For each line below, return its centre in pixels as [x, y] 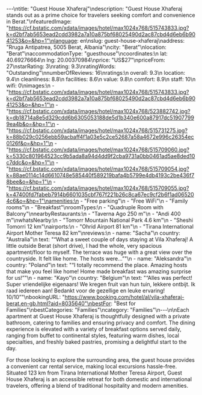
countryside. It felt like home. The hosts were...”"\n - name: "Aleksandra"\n [99, 258]
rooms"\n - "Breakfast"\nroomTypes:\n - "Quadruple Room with [85, 207]
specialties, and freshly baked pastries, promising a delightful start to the [97, 342]
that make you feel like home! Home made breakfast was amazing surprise [99, 271]
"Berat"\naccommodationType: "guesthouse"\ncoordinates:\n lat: [87, 53]
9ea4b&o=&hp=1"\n [31, 124]
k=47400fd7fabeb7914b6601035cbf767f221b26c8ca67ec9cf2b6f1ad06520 [100, 194]
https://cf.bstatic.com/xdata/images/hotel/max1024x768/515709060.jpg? [99, 150]
